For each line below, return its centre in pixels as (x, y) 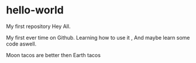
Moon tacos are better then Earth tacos (54, 55)
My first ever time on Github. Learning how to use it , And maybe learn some (98, 37)
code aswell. (21, 44)
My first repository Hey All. (38, 26)
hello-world (35, 10)
